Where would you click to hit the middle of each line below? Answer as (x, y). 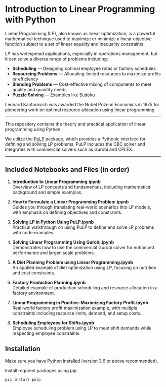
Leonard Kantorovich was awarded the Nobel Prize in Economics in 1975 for (82, 104)
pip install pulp (23, 380)
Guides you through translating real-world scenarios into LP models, (82, 207)
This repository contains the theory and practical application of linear (75, 124)
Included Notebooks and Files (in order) (67, 170)
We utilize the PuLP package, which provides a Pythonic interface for (75, 139)
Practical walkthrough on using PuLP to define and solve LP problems (83, 227)
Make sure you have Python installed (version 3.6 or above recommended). (82, 361)
